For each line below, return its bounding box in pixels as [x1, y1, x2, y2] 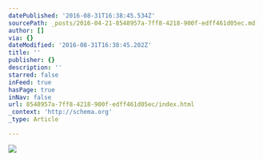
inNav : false [8, 93, 52, 101]
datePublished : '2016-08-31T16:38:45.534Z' [8, 11, 156, 20]
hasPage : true [8, 85, 56, 94]
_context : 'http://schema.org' [8, 108, 113, 116]
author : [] [8, 26, 45, 34]
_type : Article [8, 116, 59, 124]
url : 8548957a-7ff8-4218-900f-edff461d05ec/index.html [8, 100, 195, 108]
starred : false [8, 71, 59, 79]
